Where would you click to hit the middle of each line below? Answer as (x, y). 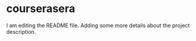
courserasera (41, 9)
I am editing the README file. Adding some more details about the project (98, 25)
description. (21, 31)
